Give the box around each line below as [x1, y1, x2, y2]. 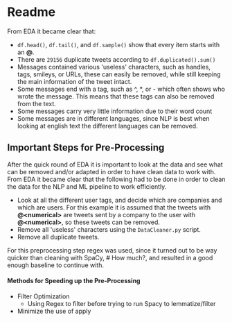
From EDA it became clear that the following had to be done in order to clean [7, 175, 226, 183]
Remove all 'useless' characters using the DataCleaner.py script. [17, 225, 201, 233]
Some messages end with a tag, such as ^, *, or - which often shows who [17, 85, 225, 93]
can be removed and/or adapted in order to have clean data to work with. [7, 167, 216, 176]
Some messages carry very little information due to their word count [17, 107, 213, 115]
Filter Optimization [17, 292, 70, 300]
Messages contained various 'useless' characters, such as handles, [17, 62, 211, 71]
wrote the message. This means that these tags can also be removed [17, 92, 215, 101]
